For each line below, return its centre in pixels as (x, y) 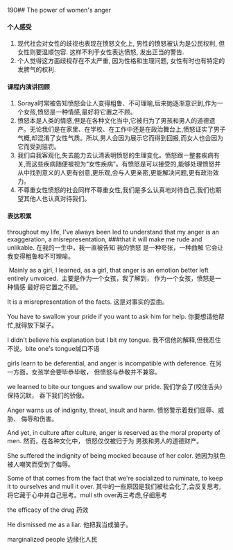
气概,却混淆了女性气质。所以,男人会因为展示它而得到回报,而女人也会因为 (120, 138)
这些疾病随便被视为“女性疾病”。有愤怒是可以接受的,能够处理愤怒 (123, 164)
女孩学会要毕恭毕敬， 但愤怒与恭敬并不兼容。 (96, 372)
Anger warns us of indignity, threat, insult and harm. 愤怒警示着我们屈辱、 (113, 410)
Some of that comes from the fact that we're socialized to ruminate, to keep (115, 478)
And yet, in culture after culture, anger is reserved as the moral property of (114, 432)
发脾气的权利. (36, 69)
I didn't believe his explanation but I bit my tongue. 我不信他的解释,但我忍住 (114, 340)
